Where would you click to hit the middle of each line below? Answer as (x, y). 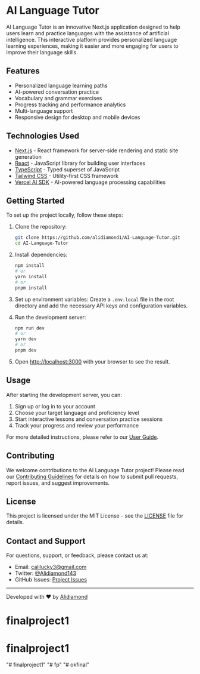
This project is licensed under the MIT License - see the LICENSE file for (95, 516)
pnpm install (31, 288)
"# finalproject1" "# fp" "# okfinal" (48, 665)
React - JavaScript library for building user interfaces (80, 163)
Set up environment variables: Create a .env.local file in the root (94, 299)
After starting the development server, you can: (64, 395)
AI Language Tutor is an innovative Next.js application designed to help (93, 27)
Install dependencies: (41, 255)
